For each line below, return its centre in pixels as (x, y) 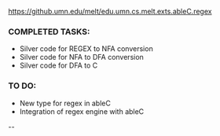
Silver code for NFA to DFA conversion (81, 57)
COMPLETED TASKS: (49, 31)
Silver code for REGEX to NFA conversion (86, 49)
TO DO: (22, 86)
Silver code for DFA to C (59, 65)
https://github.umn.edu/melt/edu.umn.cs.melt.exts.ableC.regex (110, 11)
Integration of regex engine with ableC (82, 111)
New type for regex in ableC (65, 103)
